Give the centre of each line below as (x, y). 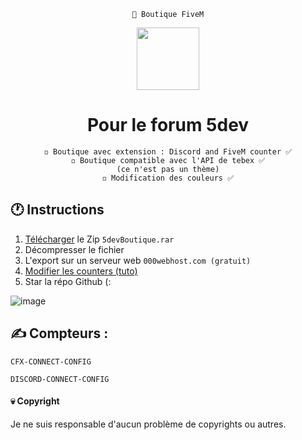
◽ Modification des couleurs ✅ (168, 178)
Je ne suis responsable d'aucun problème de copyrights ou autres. (148, 424)
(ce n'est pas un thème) (168, 169)
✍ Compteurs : (59, 333)
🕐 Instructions (57, 210)
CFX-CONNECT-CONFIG (51, 361)
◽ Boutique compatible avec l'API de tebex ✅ (168, 160)
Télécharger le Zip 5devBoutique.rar (99, 239)
